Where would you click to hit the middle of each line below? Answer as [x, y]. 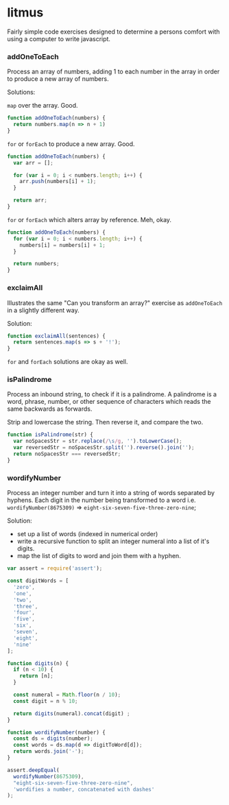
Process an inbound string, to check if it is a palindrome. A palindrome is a [112, 394]
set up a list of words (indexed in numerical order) [87, 534]
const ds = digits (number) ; [53, 738]
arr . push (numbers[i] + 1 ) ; [58, 182]
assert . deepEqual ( [33, 770]
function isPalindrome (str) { [50, 435]
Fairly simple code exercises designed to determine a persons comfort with [114, 32]
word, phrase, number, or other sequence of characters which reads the [109, 402]
